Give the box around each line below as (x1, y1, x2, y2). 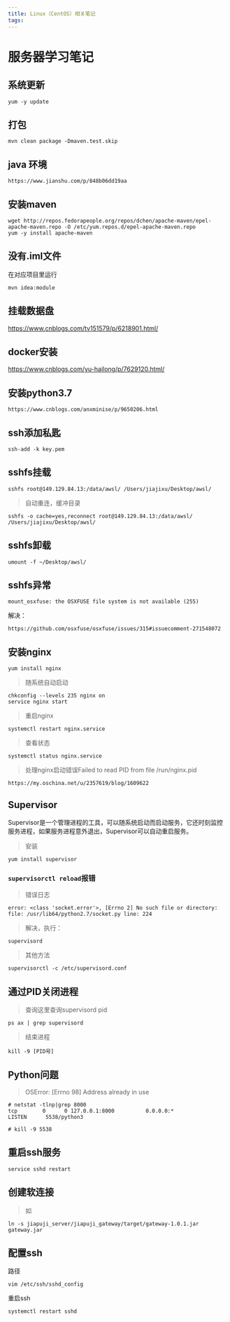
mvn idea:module (8, 284, 55, 291)
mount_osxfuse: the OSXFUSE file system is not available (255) (8, 598, 199, 606)
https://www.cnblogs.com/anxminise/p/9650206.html (8, 406, 159, 413)
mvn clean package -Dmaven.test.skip (8, 138, 118, 145)
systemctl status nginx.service (8, 753, 102, 760)
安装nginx (8, 646, 52, 658)
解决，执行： (24, 924, 62, 932)
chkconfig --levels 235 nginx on (8, 693, 106, 700)
